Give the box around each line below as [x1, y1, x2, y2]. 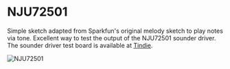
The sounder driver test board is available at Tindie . [7, 41, 153, 49]
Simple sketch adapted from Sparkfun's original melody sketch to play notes [7, 27, 223, 35]
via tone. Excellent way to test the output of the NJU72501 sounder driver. [7, 33, 216, 42]
